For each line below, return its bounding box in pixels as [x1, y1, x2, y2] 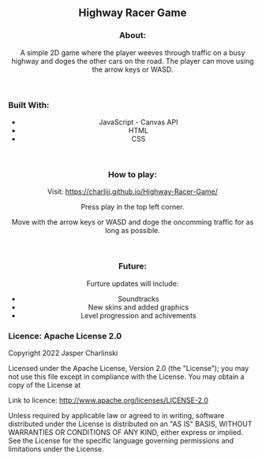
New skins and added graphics [88, 302, 189, 312]
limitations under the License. [8, 444, 104, 454]
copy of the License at [8, 380, 81, 389]
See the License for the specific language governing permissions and [8, 436, 234, 445]
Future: [118, 261, 148, 272]
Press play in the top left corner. [80, 202, 185, 212]
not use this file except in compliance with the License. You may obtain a [8, 372, 245, 381]
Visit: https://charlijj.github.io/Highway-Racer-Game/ [47, 187, 219, 196]
